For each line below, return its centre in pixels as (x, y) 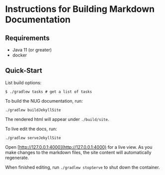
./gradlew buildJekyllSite (33, 110)
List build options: (23, 82)
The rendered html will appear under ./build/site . (57, 119)
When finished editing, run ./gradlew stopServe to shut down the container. (82, 167)
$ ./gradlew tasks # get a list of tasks (49, 92)
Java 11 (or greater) (32, 50)
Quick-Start (24, 71)
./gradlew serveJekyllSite (33, 138)
